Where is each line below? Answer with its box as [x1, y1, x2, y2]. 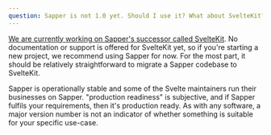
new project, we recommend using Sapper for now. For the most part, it [8, 51, 246, 60]
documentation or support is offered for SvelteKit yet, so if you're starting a [8, 42, 259, 52]
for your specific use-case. [8, 117, 98, 127]
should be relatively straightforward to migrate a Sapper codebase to [8, 59, 238, 69]
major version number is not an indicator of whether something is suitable [8, 109, 254, 119]
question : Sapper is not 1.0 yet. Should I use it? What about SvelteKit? [8, 11, 265, 20]
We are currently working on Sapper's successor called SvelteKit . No [8, 34, 238, 43]
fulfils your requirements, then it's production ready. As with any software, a [8, 100, 261, 110]
